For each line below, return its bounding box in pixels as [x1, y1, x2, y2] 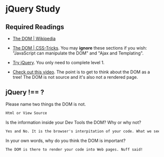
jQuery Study [5, 3, 60, 15]
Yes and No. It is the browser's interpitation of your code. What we [5, 129, 152, 134]
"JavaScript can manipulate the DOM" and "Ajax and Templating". [12, 50, 144, 56]
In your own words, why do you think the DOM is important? [5, 138, 126, 143]
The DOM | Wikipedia [12, 35, 56, 41]
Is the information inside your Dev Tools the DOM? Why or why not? [5, 119, 142, 125]
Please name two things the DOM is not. [5, 101, 86, 107]
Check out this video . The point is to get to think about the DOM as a [12, 69, 150, 75]
